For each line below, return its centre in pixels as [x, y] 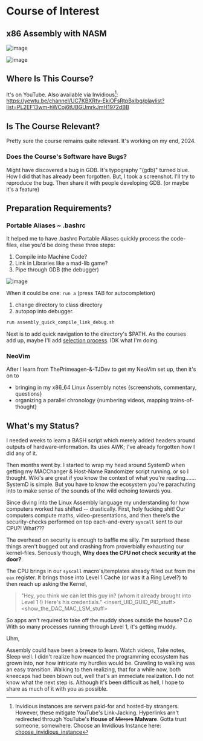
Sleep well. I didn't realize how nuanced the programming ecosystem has [98, 657]
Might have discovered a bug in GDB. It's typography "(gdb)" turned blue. [98, 170]
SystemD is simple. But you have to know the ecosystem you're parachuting [101, 484]
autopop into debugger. [44, 311]
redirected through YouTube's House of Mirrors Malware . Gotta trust [101, 719]
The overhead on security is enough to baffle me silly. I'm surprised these [98, 540]
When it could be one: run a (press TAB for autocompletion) [81, 293]
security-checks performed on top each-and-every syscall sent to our [95, 522]
